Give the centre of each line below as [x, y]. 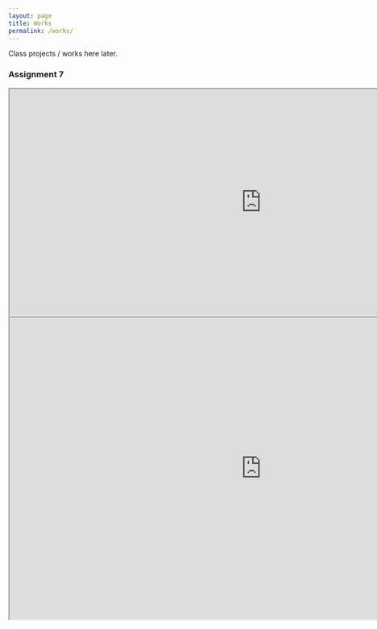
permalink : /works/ [41, 31]
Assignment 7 [36, 75]
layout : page [30, 16]
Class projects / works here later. [63, 54]
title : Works [30, 23]
